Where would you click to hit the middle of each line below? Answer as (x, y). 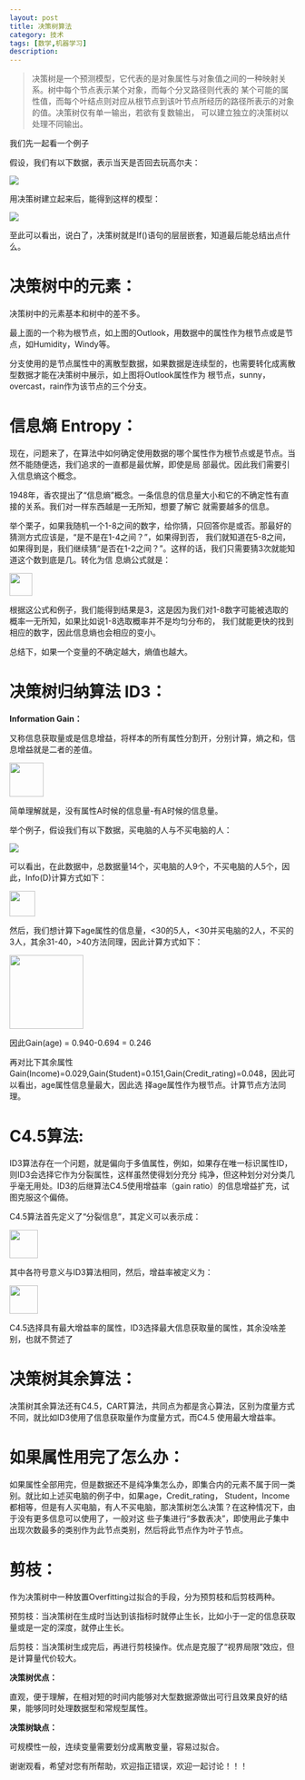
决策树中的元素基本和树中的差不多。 (77, 313)
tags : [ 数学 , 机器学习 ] (48, 43)
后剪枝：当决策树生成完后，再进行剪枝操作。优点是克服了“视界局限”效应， (148, 1646)
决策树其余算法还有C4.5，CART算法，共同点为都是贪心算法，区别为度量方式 (152, 1406)
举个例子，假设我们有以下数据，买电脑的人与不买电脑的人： (121, 830)
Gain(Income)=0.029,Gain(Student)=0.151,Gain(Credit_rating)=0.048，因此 (148, 1073)
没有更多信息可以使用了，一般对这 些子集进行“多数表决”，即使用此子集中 (153, 1518)
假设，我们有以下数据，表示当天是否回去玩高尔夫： (105, 163)
